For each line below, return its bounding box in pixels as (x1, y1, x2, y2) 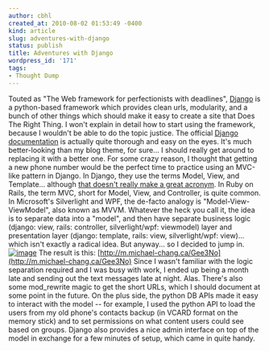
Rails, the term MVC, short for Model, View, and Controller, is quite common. (8, 188, 262, 197)
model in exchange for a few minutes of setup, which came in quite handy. (8, 333, 255, 343)
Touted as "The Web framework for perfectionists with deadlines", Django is (8, 93, 261, 103)
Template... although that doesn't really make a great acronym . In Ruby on (8, 179, 254, 189)
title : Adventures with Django (8, 49, 114, 57)
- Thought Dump (8, 72, 60, 80)
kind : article (8, 27, 56, 35)
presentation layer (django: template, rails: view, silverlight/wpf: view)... (8, 230, 245, 240)
